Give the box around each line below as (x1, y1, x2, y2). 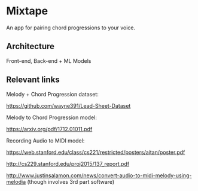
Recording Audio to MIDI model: (6, 137, 85, 144)
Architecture (6, 41, 55, 51)
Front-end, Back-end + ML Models (6, 57, 92, 64)
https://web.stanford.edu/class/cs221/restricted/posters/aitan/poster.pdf (6, 148, 185, 156)
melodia (6, 178, 26, 185)
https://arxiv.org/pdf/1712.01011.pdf (6, 125, 93, 132)
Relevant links (6, 75, 60, 85)
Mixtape (6, 4, 48, 18)
